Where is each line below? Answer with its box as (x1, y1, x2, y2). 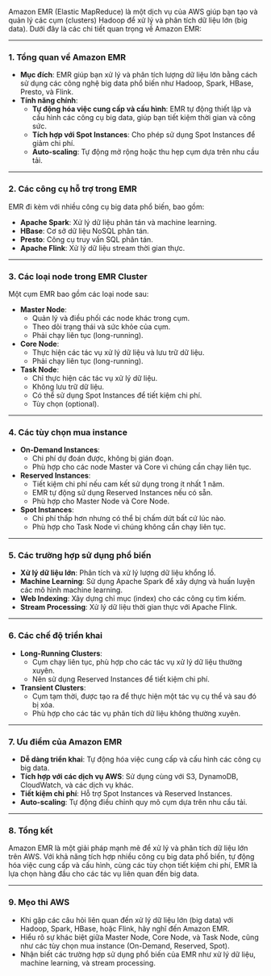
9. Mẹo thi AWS (8, 897, 70, 908)
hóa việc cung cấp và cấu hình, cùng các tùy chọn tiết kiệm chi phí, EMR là (8, 861, 258, 870)
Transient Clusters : (19, 682, 86, 692)
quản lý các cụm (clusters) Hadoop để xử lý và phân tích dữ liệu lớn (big (8, 15, 248, 25)
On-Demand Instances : (19, 445, 101, 455)
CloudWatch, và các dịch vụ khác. (19, 780, 134, 790)
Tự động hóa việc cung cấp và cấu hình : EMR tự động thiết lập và (31, 104, 252, 114)
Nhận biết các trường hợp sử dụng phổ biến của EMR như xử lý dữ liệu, (19, 949, 256, 959)
